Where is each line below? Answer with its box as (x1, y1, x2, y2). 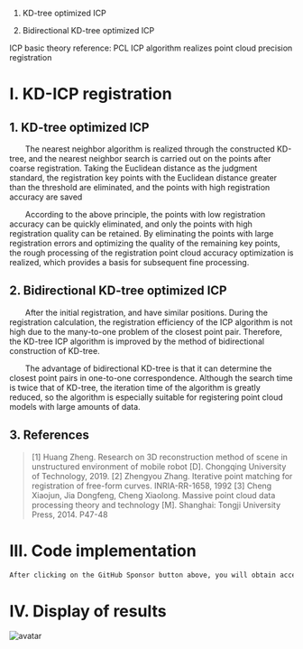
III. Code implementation (9, 541, 197, 561)
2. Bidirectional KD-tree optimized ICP (9, 283, 227, 299)
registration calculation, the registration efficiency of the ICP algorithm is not (9, 316, 293, 328)
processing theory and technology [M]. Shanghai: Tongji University (31, 499, 281, 510)
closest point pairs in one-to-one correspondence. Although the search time (9, 372, 293, 383)
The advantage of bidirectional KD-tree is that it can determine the (25, 363, 272, 374)
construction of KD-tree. (9, 345, 101, 356)
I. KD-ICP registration (9, 84, 173, 105)
